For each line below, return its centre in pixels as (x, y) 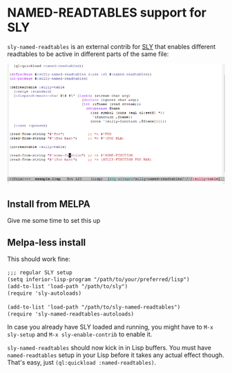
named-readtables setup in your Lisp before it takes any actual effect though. (116, 355)
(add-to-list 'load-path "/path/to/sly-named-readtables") (94, 307)
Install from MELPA (49, 204)
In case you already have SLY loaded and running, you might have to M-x (110, 327)
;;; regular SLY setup (40, 273)
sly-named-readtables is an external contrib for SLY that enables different (112, 46)
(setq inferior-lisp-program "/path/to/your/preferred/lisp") (98, 280)
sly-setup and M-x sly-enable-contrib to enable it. (80, 334)
